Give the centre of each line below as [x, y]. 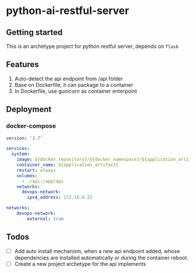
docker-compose [31, 126]
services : [18, 149]
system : [21, 154]
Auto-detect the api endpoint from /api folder [69, 78]
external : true [45, 219]
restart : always [36, 170]
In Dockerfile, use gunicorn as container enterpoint [76, 91]
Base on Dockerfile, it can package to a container [74, 85]
